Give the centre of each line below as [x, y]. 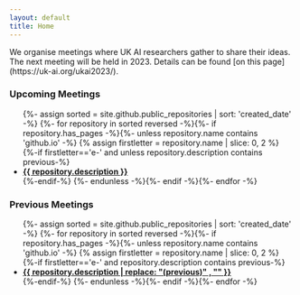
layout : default [40, 18]
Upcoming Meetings [55, 94]
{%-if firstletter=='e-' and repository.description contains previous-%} [154, 263]
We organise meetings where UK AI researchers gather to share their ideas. [150, 51]
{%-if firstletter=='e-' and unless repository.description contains [142, 152]
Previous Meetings [52, 204]
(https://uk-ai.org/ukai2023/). [64, 71]
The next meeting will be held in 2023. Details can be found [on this [135, 61]
